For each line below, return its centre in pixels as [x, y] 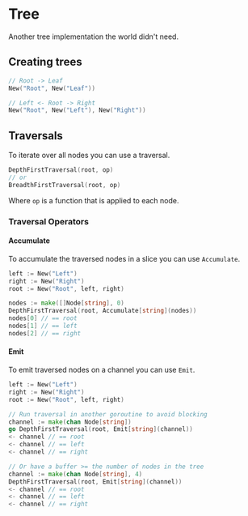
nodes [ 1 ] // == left [43, 326]
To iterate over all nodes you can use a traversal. [89, 156]
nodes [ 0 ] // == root [43, 318]
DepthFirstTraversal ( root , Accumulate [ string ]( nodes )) [103, 311]
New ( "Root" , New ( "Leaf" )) [52, 88]
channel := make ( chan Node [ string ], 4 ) [76, 474]
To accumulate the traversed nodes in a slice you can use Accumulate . [124, 258]
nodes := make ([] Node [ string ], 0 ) [67, 303]
